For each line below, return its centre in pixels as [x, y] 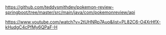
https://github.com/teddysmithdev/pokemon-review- [59, 7]
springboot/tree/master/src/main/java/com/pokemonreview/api [70, 12]
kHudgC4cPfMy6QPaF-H [31, 27]
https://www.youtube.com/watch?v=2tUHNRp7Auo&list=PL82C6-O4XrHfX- [83, 22]
